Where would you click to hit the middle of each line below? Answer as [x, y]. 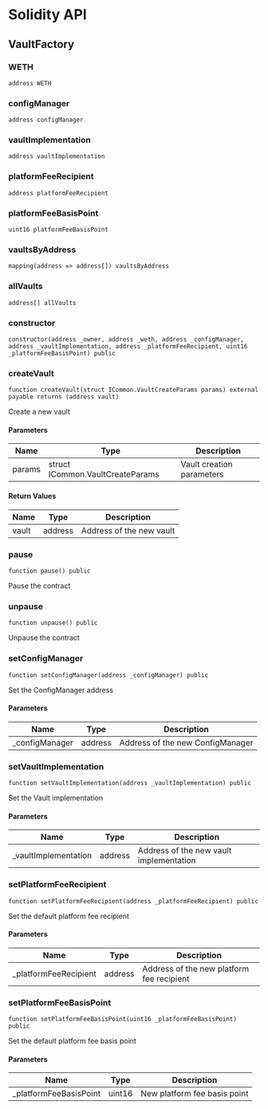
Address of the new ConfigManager [186, 743]
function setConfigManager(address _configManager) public [108, 675]
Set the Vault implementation [56, 798]
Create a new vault [39, 412]
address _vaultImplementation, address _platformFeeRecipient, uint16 [128, 346]
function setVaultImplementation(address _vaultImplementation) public [130, 783]
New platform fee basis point [195, 1094]
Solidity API [48, 15]
